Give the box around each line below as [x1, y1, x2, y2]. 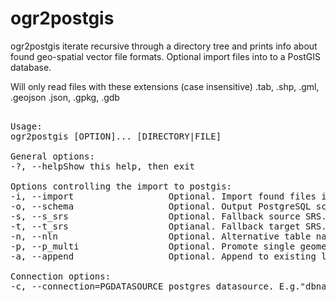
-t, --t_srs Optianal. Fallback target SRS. [10, 220, 327, 232]
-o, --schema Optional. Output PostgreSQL [10, 200, 312, 212]
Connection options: [10, 270, 112, 282]
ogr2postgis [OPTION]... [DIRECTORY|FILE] [10, 130, 222, 142]
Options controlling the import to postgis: [10, 180, 233, 192]
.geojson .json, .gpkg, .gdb [10, 91, 120, 103]
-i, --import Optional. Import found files [10, 190, 317, 202]
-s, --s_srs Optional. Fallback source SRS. [10, 210, 327, 222]
